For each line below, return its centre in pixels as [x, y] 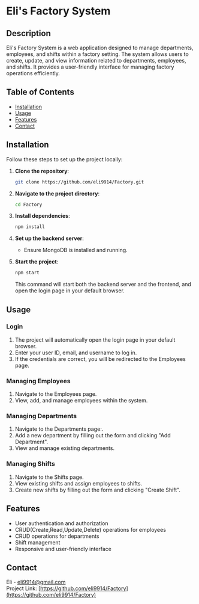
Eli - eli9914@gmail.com [36, 582]
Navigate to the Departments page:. [59, 429]
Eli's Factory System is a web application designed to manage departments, [100, 48]
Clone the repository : [42, 171]
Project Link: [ [23, 588]
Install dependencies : [42, 216]
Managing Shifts [31, 464]
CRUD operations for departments [57, 536]
